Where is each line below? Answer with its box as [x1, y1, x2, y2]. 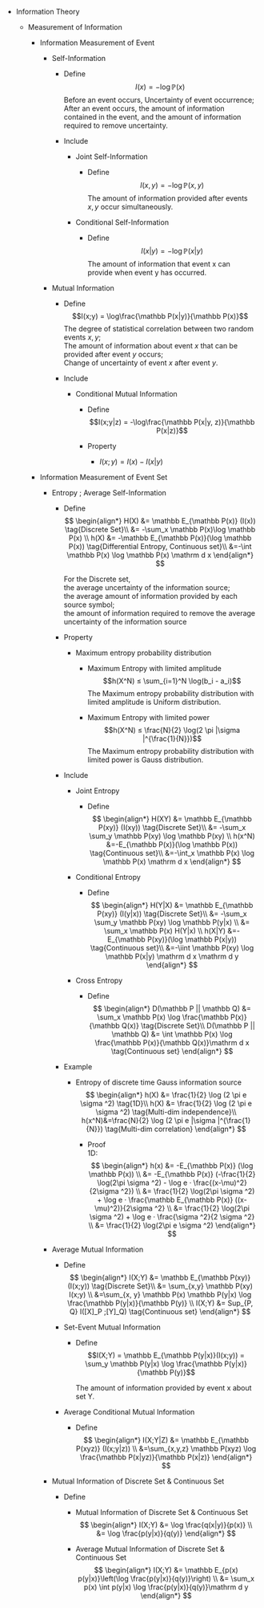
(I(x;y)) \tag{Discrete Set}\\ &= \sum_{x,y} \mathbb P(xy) [67, 1281, 254, 1291]
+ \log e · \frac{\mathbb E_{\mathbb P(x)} [97, 1195, 234, 1204]
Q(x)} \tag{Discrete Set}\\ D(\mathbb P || [121, 1021, 256, 1030]
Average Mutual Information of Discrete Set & [75, 1545, 226, 1553]
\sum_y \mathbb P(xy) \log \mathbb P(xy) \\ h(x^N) [89, 831, 256, 841]
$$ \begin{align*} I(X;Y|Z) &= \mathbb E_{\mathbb [83, 1435, 250, 1444]
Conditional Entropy [75, 873, 142, 881]
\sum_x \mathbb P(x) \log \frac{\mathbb [97, 1012, 230, 1022]
